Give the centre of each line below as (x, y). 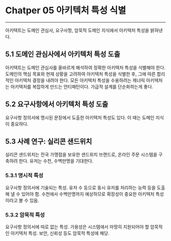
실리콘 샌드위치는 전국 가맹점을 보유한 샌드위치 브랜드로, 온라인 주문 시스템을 (81, 155)
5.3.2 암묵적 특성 (25, 215)
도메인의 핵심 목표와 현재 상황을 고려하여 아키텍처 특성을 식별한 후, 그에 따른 (81, 74)
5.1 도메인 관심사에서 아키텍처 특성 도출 (63, 54)
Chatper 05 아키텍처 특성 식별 (66, 10)
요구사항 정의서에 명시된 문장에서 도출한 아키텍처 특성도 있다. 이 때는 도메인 (80, 117)
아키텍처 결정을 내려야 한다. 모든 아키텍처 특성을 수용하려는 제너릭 (80, 80)
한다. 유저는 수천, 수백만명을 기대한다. (56, 161)
